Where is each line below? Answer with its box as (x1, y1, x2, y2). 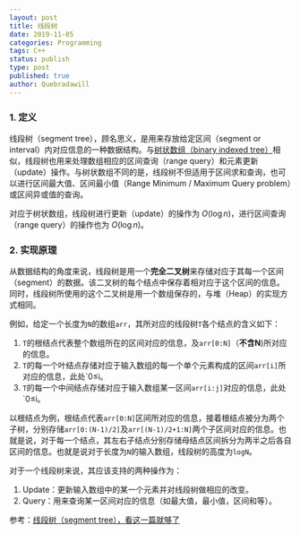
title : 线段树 (9, 22, 58, 30)
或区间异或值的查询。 (9, 189, 88, 200)
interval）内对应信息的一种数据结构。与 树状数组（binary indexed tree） (9, 144, 273, 155)
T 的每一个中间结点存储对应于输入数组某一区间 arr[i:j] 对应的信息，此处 (21, 383, 287, 393)
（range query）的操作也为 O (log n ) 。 (9, 219, 150, 229)
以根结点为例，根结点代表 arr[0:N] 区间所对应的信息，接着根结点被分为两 (9, 413, 278, 424)
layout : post (9, 13, 58, 22)
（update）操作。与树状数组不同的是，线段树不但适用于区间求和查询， (9, 167, 270, 177)
